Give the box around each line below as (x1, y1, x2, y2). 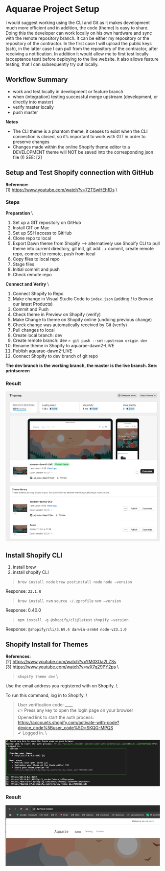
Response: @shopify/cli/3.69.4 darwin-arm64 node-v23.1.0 (5, 626, 127, 632)
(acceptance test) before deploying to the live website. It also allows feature (5, 56, 159, 62)
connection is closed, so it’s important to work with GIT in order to (12, 133, 146, 139)
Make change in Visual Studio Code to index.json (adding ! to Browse (12, 295, 154, 302)
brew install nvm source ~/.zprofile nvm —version (17, 599, 121, 604)
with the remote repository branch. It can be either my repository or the (5, 35, 150, 41)
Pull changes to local (12, 327, 55, 333)
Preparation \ (5, 210, 33, 216)
